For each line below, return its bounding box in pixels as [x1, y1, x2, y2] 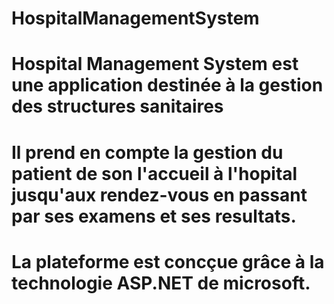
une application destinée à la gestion [11, 74, 324, 97]
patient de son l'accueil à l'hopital [11, 162, 298, 185]
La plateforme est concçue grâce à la [11, 250, 325, 273]
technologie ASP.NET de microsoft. [11, 272, 311, 294]
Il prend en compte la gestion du [11, 141, 284, 164]
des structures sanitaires [11, 95, 224, 118]
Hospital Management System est [11, 53, 299, 76]
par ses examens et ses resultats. [11, 205, 297, 227]
